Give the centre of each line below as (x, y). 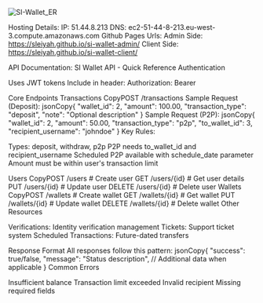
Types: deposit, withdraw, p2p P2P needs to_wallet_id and (102, 146)
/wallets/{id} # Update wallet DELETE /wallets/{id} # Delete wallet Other (124, 203)
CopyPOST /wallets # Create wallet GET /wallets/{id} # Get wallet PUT (122, 195)
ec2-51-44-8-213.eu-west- (172, 27)
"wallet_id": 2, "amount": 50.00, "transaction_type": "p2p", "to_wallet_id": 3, (130, 123)
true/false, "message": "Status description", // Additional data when (117, 259)
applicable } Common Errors (54, 267)
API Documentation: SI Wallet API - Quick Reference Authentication (117, 68)
